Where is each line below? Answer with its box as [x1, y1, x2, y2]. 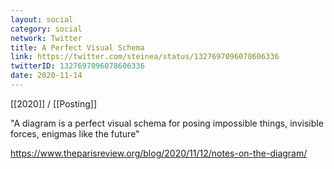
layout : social [10, 14, 74, 25]
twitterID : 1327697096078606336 [10, 61, 145, 71]
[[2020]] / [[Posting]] [10, 97, 97, 110]
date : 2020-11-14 [10, 71, 83, 81]
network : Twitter [10, 33, 83, 43]
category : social [10, 24, 83, 34]
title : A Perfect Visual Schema [10, 42, 145, 53]
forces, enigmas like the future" [10, 127, 140, 140]
